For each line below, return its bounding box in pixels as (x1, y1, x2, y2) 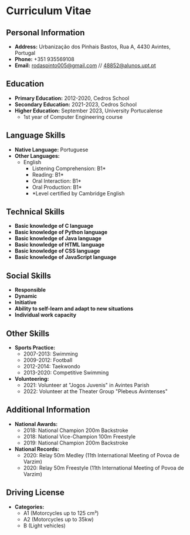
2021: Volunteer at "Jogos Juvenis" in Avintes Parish (23, 381, 150, 389)
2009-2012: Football (23, 357, 73, 364)
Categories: (14, 503, 45, 510)
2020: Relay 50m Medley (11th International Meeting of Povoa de (23, 451, 180, 458)
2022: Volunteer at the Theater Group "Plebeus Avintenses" (23, 388, 168, 395)
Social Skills (6, 271, 52, 281)
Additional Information (6, 405, 90, 415)
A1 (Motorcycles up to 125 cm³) (23, 509, 99, 516)
